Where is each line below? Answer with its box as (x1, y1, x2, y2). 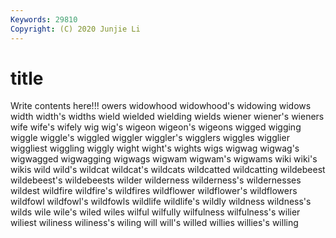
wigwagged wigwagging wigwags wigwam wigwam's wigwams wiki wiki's (10, 153, 318, 165)
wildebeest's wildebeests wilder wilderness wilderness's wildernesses (10, 174, 302, 186)
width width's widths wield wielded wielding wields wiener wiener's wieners (10, 111, 325, 123)
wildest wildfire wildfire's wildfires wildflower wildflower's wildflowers (10, 185, 298, 197)
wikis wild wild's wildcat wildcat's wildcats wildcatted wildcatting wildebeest (10, 164, 326, 176)
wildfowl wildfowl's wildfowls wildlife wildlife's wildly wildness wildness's (10, 196, 312, 208)
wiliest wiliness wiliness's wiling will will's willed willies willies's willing (10, 217, 299, 229)
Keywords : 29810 (10, 14, 78, 25)
